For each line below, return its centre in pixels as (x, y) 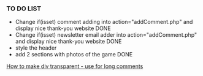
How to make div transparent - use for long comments (75, 66)
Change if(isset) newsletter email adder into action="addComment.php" (106, 35)
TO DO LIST (24, 9)
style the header (36, 48)
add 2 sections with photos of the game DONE (74, 55)
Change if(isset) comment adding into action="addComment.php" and (104, 22)
